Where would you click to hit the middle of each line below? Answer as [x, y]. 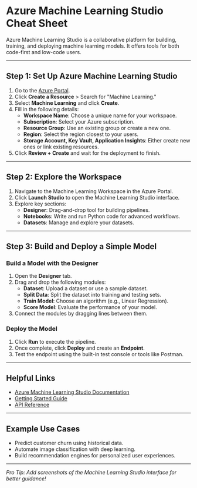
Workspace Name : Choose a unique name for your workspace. [100, 115]
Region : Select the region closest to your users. [81, 134]
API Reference [32, 405]
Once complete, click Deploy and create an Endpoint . [80, 348]
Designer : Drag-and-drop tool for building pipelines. [86, 210]
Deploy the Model [32, 329]
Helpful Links [31, 378]
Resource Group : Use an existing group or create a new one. [97, 128]
